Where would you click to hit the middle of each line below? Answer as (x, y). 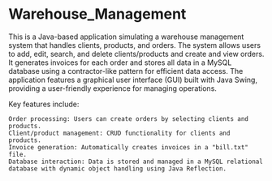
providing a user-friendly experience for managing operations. (113, 88)
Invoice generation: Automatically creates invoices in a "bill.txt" (129, 147)
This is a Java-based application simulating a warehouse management (126, 37)
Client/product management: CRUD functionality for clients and (119, 133)
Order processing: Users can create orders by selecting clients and (129, 119)
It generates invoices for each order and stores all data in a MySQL (120, 62)
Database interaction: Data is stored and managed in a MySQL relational (136, 162)
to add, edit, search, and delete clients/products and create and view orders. (136, 54)
